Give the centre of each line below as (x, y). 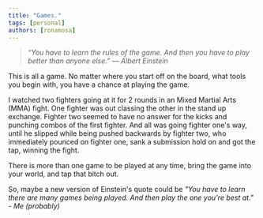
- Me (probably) (34, 206)
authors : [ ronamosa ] (42, 30)
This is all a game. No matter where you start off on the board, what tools (127, 77)
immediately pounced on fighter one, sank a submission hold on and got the (132, 142)
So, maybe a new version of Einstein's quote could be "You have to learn (127, 190)
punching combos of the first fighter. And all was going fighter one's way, (128, 125)
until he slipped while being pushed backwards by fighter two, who (117, 133)
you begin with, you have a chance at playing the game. (99, 85)
